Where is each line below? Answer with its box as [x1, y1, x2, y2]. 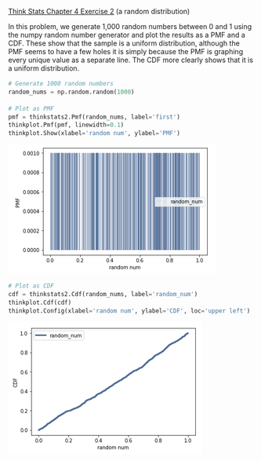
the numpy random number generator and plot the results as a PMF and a [8, 31, 245, 39]
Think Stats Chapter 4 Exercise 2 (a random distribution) [8, 7, 190, 16]
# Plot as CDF [8, 282, 55, 290]
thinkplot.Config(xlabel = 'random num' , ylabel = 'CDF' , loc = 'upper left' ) [8, 306, 251, 315]
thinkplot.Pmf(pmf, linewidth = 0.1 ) [8, 121, 125, 129]
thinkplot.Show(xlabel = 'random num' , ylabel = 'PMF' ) [8, 130, 180, 137]
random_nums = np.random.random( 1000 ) [8, 88, 135, 96]
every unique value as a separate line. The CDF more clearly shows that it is [8, 55, 253, 64]
